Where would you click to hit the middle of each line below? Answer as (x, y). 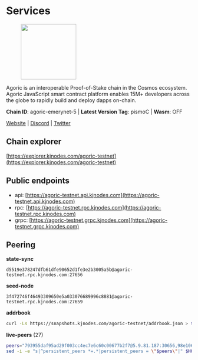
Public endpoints (38, 181)
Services (29, 11)
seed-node (20, 286)
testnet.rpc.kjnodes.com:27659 (44, 302)
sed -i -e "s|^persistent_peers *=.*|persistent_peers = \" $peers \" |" (95, 351)
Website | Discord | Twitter (38, 123)
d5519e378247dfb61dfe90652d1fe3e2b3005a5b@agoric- (70, 270)
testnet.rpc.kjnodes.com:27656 (44, 275)
